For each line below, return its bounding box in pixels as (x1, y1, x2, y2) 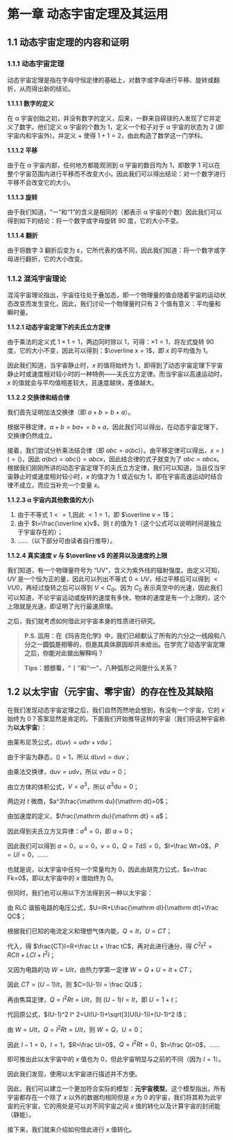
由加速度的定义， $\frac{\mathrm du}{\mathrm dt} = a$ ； (7, 812, 170, 820)
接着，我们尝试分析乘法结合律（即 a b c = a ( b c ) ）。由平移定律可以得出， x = (7, 446, 220, 455)
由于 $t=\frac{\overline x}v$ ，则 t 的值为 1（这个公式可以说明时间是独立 (17, 519, 223, 528)
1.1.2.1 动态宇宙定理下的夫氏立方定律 (7, 323, 111, 331)
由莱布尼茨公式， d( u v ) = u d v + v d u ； (7, 738, 114, 746)
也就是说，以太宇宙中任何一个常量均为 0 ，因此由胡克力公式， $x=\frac (7, 866, 207, 874)
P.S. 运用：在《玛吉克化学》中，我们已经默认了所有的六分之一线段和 (24, 631, 220, 640)
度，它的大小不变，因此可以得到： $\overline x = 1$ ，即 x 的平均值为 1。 (7, 347, 212, 355)
